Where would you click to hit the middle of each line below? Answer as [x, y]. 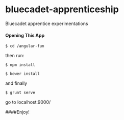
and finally [16, 83]
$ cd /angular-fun [25, 46]
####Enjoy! [17, 112]
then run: [15, 56]
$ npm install [20, 65]
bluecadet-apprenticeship [62, 9]
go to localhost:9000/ [28, 102]
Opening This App [25, 35]
